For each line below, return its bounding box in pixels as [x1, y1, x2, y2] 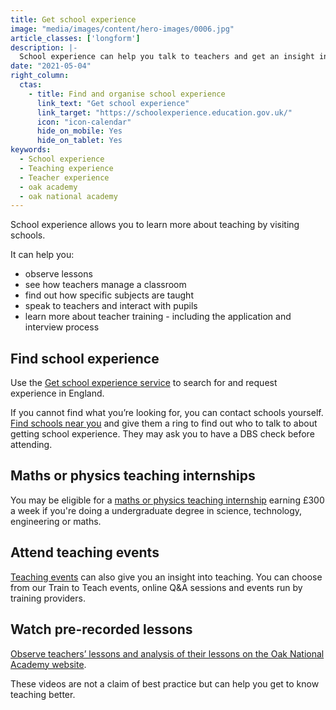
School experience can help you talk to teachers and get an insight [19, 52, 315, 62]
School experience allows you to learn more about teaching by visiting [10, 219, 300, 231]
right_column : [10, 71, 70, 81]
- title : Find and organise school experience [28, 89, 226, 99]
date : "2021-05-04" [10, 61, 92, 71]
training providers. [10, 592, 86, 604]
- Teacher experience [19, 172, 110, 183]
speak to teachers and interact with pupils [24, 300, 198, 312]
